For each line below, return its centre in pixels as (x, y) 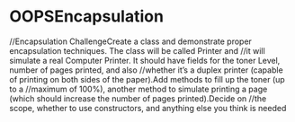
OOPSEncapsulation (87, 17)
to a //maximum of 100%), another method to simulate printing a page (139, 89)
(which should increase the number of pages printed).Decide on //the (138, 98)
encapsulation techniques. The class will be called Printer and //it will (137, 50)
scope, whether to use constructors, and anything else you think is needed (148, 108)
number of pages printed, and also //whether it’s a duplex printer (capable (146, 70)
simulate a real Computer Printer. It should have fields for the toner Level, (145, 60)
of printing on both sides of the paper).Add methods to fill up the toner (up (147, 79)
